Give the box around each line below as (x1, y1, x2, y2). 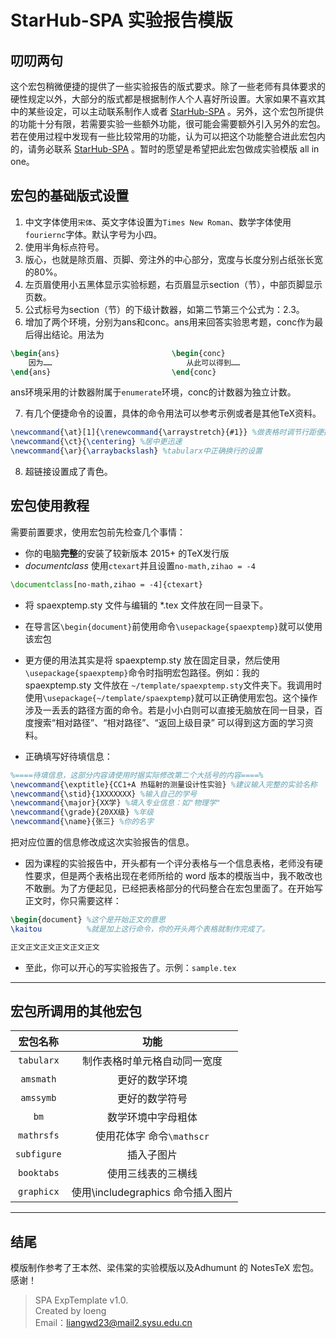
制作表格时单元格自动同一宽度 (81, 1054, 223, 1068)
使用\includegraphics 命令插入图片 (71, 1186, 234, 1200)
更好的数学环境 (116, 1073, 188, 1087)
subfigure (15, 1149, 62, 1160)
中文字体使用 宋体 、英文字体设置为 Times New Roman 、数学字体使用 (24, 216, 292, 228)
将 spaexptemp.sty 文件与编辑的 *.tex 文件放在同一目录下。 (24, 599, 269, 611)
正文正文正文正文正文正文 (10, 942, 100, 952)
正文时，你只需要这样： (24, 895, 122, 906)
